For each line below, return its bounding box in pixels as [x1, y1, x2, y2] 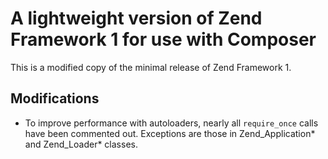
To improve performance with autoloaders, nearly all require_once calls [24, 117, 319, 129]
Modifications [10, 90, 100, 107]
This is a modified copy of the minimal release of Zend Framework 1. [10, 61, 292, 73]
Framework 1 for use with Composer [10, 28, 317, 51]
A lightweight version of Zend [10, 7, 263, 30]
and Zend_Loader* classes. [24, 138, 138, 150]
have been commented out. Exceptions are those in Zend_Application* [24, 127, 316, 139]
